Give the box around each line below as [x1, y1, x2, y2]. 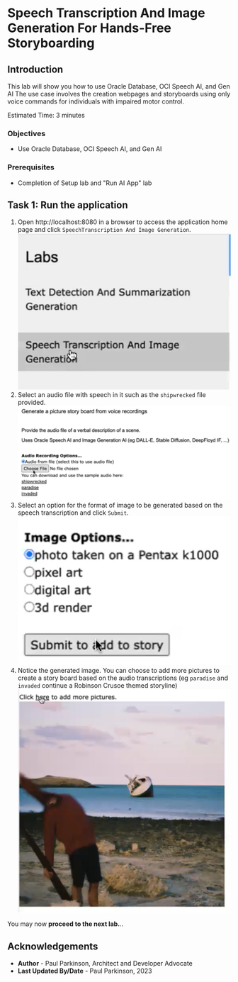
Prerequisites [7, 162, 55, 172]
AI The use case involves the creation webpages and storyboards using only [7, 90, 231, 98]
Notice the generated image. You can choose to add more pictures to [17, 666, 220, 674]
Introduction [7, 63, 64, 75]
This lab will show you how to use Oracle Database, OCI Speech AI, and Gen [7, 82, 230, 90]
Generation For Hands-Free [7, 20, 171, 36]
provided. [17, 398, 46, 406]
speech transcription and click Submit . [17, 508, 129, 517]
